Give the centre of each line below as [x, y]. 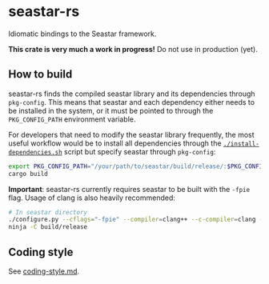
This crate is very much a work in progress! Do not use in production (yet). [133, 49]
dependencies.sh [35, 152]
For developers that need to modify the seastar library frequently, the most [131, 134]
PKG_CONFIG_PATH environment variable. [72, 119]
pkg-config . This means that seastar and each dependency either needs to [131, 102]
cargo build [28, 174]
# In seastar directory [48, 212]
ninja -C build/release [48, 227]
